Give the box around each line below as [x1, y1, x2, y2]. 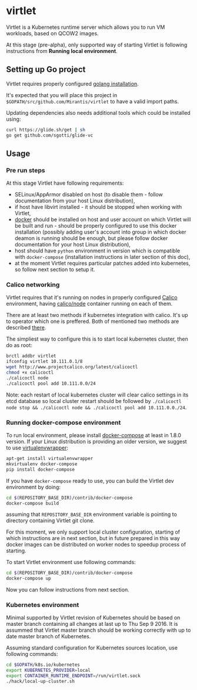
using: [6, 115, 21, 122]
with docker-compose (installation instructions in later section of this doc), [14, 254, 191, 261]
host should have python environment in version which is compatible [14, 247, 181, 254]
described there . [6, 324, 46, 331]
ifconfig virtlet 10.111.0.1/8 [6, 359, 83, 365]
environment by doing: [6, 484, 61, 491]
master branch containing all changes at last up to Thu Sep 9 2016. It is [6, 621, 178, 628]
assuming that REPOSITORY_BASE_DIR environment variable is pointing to [6, 511, 178, 518]
